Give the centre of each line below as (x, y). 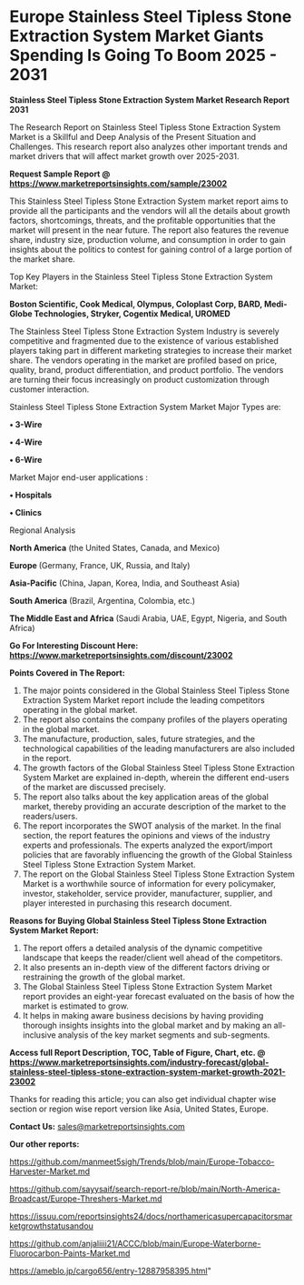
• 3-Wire (26, 424)
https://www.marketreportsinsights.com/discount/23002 (121, 655)
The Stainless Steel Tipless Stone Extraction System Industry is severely (144, 331)
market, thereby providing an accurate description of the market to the (154, 806)
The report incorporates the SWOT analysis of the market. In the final (152, 826)
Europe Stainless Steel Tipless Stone (151, 17)
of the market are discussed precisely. (94, 787)
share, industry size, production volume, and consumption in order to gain (147, 239)
